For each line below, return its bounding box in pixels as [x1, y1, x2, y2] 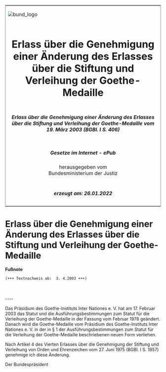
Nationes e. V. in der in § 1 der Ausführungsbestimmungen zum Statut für [5, 326, 154, 332]
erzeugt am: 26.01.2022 [53, 190, 113, 197]
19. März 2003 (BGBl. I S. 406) [46, 126, 120, 133]
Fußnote [5, 266, 23, 272]
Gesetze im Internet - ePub [50, 149, 116, 156]
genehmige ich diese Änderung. [5, 352, 71, 358]
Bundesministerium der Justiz [48, 170, 118, 177]
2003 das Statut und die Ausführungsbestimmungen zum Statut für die [5, 311, 150, 317]
